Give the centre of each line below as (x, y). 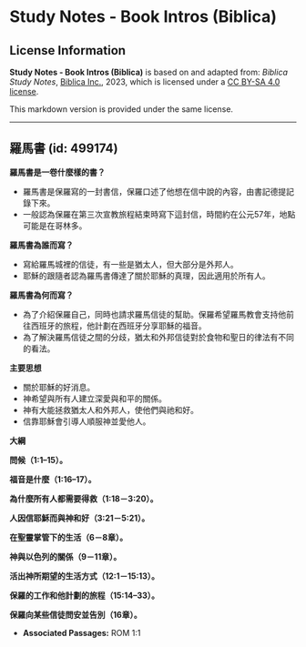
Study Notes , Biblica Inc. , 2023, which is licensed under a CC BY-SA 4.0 (145, 82)
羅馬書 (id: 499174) (64, 149)
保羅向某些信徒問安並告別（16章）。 (76, 614)
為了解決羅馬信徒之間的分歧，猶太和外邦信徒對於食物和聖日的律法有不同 (158, 337)
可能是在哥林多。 (55, 226)
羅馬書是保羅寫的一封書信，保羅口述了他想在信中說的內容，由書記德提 (154, 191)
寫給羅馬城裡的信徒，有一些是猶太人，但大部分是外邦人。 (130, 264)
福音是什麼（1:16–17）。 (53, 479)
